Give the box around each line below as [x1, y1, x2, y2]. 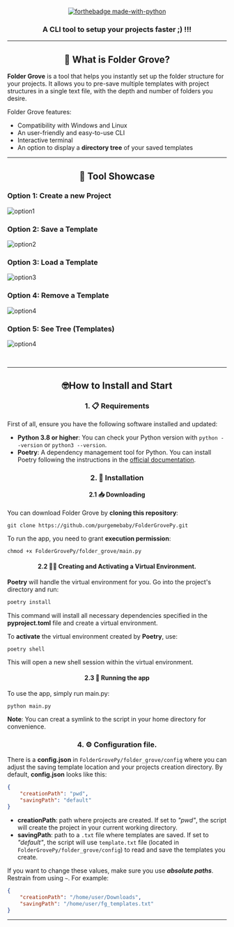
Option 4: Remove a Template [7, 290, 109, 300]
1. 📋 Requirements [84, 401, 150, 411]
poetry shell [7, 646, 45, 653]
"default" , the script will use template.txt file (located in [17, 838, 180, 846]
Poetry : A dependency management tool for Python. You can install [17, 448, 212, 456]
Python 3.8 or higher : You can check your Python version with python [17, 433, 218, 442]
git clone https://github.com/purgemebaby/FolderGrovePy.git [7, 522, 189, 529]
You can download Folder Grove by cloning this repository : [7, 508, 179, 517]
